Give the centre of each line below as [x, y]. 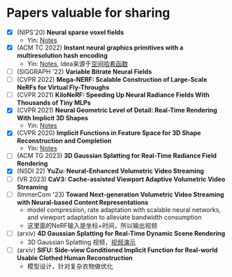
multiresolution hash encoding [62, 56]
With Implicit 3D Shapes [52, 118]
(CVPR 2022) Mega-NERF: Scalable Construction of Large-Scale [112, 80]
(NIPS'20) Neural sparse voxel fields [70, 32]
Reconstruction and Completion [64, 141]
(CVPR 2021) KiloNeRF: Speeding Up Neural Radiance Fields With [113, 95]
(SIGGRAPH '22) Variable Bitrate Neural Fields [84, 72]
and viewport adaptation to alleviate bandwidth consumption [114, 217]
